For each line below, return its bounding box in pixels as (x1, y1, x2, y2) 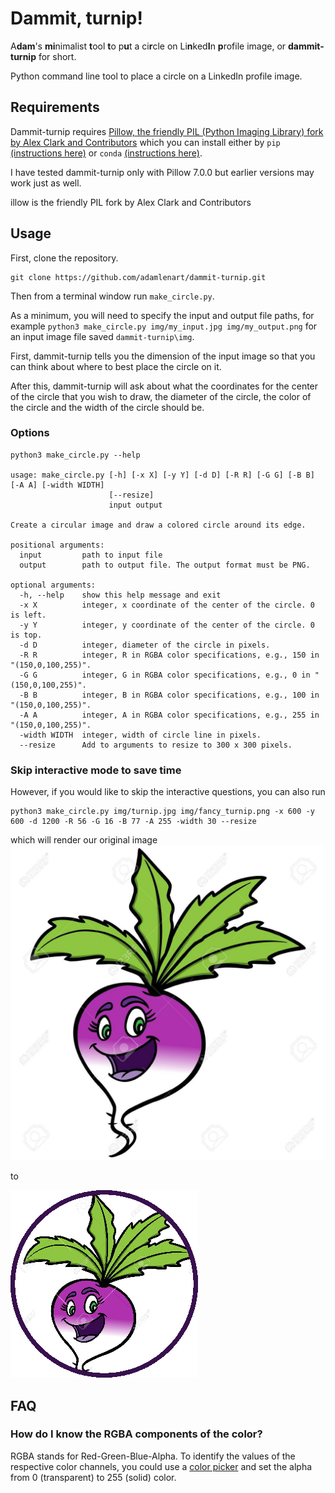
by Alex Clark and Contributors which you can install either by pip (10, 136, 281, 148)
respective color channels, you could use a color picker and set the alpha (10, 1460, 313, 1472)
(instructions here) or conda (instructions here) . (10, 147, 203, 159)
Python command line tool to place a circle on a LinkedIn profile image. (10, 70, 303, 82)
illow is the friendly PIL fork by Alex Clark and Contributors (10, 196, 252, 208)
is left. (10, 610, 47, 620)
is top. (10, 630, 43, 640)
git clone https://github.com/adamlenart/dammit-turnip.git (10, 272, 267, 282)
